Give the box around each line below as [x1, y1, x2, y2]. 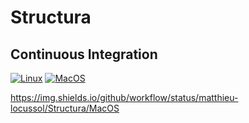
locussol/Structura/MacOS [10, 102, 120, 114]
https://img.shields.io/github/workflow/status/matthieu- [10, 92, 239, 103]
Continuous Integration [10, 46, 158, 63]
